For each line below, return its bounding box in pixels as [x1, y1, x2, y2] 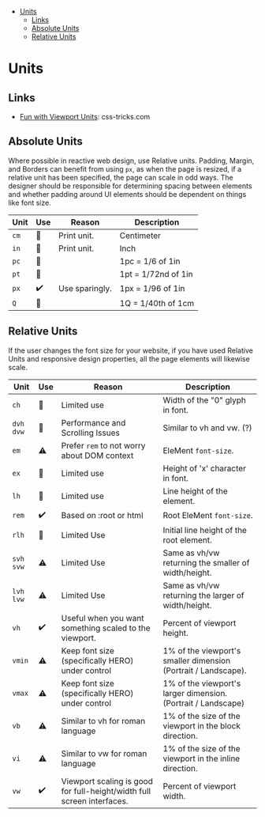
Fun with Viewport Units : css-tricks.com [19, 112, 151, 121]
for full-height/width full [61, 785, 151, 796]
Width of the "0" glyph [162, 395, 247, 406]
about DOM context [61, 450, 134, 461]
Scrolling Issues [61, 427, 120, 438]
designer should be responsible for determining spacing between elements [8, 181, 252, 191]
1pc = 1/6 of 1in [119, 255, 181, 267]
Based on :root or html [61, 510, 144, 521]
